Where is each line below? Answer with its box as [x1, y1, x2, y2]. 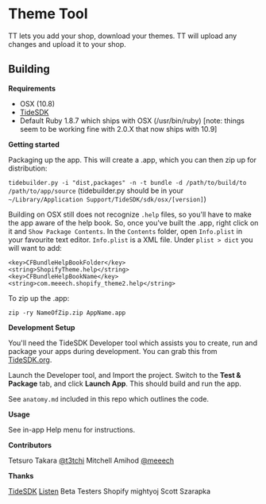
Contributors [8, 440, 52, 449]
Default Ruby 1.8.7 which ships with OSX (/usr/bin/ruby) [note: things [19, 116, 245, 125]
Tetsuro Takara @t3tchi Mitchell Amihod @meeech [8, 456, 175, 465]
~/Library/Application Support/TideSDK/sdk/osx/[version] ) [8, 194, 206, 203]
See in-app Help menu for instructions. [8, 425, 136, 434]
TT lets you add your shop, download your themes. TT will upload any [8, 31, 237, 40]
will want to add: [8, 243, 62, 252]
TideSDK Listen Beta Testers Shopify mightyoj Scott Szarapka [8, 486, 211, 496]
